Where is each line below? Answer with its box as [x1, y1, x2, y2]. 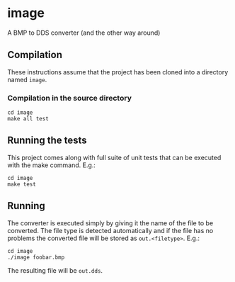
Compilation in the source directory [7, 93, 132, 103]
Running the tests [7, 135, 87, 147]
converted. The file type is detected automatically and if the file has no [7, 226, 214, 235]
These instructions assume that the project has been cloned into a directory [7, 67, 229, 76]
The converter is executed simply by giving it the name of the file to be [7, 218, 214, 227]
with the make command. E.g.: [7, 161, 96, 169]
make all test [7, 115, 50, 123]
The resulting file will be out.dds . [7, 266, 103, 274]
